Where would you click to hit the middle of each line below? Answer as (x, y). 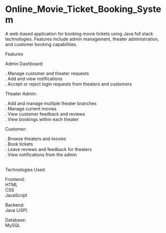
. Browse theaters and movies (36, 138)
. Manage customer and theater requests (47, 73)
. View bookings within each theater (42, 119)
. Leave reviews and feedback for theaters (49, 149)
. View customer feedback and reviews (45, 114)
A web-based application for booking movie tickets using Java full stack (79, 33)
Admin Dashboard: (24, 63)
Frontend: (15, 179)
